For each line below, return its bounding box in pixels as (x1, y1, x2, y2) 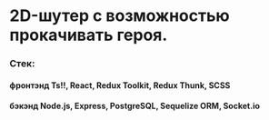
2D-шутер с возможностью (9, 5, 230, 26)
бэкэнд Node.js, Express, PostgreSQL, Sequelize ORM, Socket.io (9, 101, 261, 112)
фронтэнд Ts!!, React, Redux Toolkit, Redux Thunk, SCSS (9, 79, 231, 91)
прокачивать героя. (9, 25, 168, 45)
